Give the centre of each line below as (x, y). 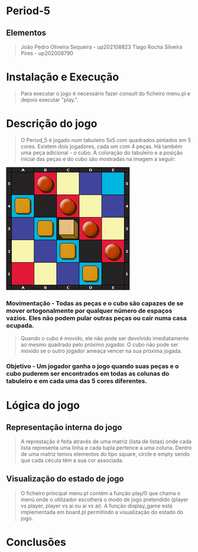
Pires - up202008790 (47, 53)
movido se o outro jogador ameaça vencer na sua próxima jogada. (101, 351)
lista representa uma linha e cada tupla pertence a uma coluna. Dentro (106, 448)
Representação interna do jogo (64, 427)
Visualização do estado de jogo (65, 479)
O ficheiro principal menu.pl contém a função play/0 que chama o (100, 493)
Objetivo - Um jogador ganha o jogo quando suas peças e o (92, 366)
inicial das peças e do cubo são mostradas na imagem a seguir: (98, 159)
